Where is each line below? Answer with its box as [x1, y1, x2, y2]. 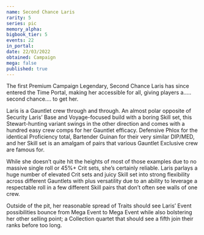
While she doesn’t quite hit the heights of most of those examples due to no [6, 158, 197, 165]
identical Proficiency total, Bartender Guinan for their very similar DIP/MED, [6, 133, 195, 140]
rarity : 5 [6, 15, 32, 21]
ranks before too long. [6, 222, 62, 229]
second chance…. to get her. [6, 95, 79, 103]
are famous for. [6, 146, 45, 153]
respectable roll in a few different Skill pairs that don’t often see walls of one [6, 184, 198, 191]
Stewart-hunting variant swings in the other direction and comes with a [6, 120, 185, 128]
